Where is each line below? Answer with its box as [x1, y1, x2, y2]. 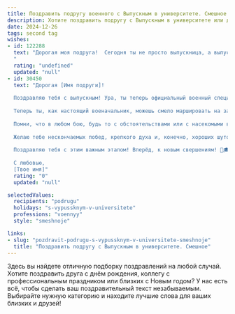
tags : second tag [7, 29, 58, 37]
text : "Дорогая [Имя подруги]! [13, 82, 105, 89]
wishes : [7, 36, 30, 43]
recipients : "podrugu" [13, 198, 80, 205]
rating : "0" [13, 172, 49, 179]
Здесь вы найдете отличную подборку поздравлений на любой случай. [7, 262, 222, 271]
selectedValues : [7, 191, 55, 199]
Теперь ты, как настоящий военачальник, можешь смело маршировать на [13, 107, 220, 114]
